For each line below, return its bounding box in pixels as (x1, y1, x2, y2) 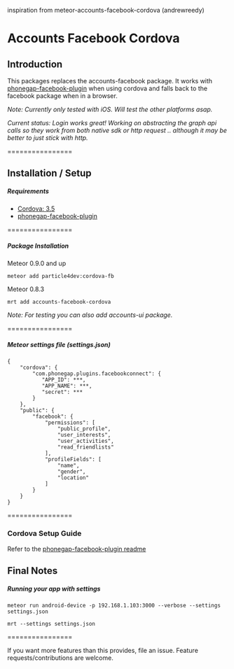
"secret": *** (41, 388, 83, 396)
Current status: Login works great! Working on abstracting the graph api (7, 119, 217, 127)
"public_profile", (57, 425, 111, 432)
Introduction (7, 58, 63, 70)
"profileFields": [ (44, 456, 102, 463)
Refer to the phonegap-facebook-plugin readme (7, 544, 146, 553)
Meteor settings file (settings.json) (7, 340, 111, 348)
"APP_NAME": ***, (41, 383, 92, 390)
